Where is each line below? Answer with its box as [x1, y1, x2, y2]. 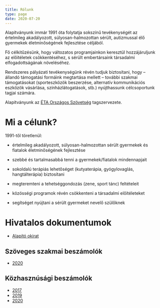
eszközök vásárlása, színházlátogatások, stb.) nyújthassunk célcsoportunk [5, 85, 155, 91]
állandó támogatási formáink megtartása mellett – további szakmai [5, 74, 138, 81]
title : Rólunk [5, 7, 34, 12]
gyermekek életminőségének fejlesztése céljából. [5, 40, 104, 46]
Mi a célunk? [5, 117, 57, 127]
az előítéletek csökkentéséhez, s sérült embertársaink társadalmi [5, 55, 135, 61]
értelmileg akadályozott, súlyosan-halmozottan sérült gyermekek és [12, 142, 148, 148]
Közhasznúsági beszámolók [5, 274, 92, 283]
